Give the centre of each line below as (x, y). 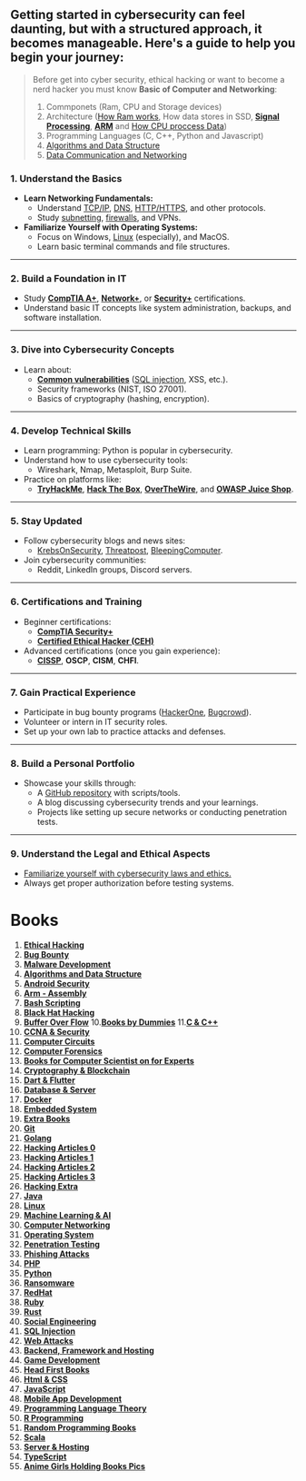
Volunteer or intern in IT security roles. (95, 721)
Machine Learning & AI (67, 1216)
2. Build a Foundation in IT (69, 279)
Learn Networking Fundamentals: (88, 198)
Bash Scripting (52, 1003)
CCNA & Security (56, 1032)
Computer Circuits (59, 1042)
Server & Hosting (56, 1447)
